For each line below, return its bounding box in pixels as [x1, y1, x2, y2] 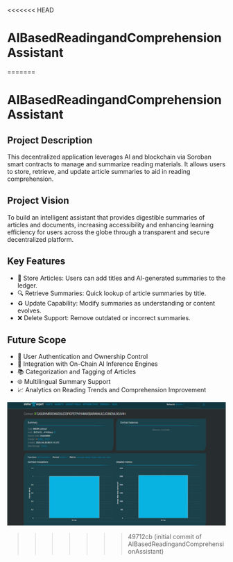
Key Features [7, 256, 66, 267]
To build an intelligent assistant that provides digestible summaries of [7, 213, 205, 221]
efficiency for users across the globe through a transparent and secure [7, 228, 210, 236]
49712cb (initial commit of [128, 532, 202, 541]
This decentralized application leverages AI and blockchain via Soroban [7, 152, 212, 161]
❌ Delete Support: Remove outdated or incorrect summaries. [17, 313, 191, 322]
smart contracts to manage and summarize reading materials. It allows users [7, 159, 226, 168]
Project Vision [7, 195, 69, 207]
